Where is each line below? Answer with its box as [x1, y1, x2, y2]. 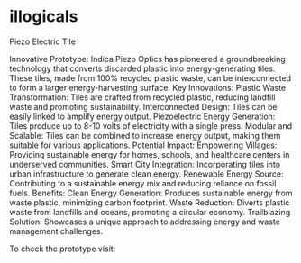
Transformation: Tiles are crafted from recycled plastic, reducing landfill [9, 92, 276, 103]
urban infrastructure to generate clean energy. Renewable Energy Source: [9, 168, 284, 179]
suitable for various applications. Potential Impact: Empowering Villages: [9, 140, 278, 150]
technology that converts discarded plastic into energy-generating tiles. [9, 63, 276, 74]
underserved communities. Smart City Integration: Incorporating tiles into [9, 159, 281, 169]
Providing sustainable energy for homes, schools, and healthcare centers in [9, 149, 290, 159]
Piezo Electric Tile [9, 36, 77, 47]
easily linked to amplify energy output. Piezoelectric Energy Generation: [9, 111, 276, 122]
